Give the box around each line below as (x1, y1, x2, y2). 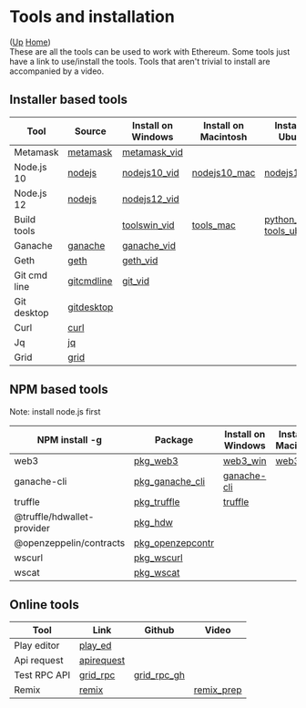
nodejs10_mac (191, 166, 256, 179)
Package (154, 433, 194, 446)
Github (144, 624, 175, 637)
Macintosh (199, 130, 248, 143)
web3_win (222, 454, 267, 467)
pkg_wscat (133, 566, 180, 579)
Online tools (9, 597, 79, 612)
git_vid (121, 274, 150, 287)
